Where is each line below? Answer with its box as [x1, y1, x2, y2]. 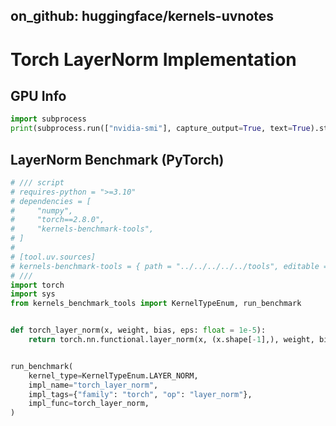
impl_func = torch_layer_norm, [28, 399, 150, 409]
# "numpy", [10, 205, 74, 216]
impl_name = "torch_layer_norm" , [28, 380, 159, 390]
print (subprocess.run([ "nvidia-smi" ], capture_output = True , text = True [10, 124, 311, 134]
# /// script [10, 177, 65, 188]
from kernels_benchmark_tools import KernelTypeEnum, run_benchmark [10, 299, 302, 309]
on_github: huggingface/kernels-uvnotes [10, 8, 275, 25]
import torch [10, 280, 65, 290]
